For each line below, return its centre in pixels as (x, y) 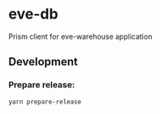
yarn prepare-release (45, 102)
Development (43, 62)
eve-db (33, 14)
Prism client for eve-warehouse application (80, 36)
